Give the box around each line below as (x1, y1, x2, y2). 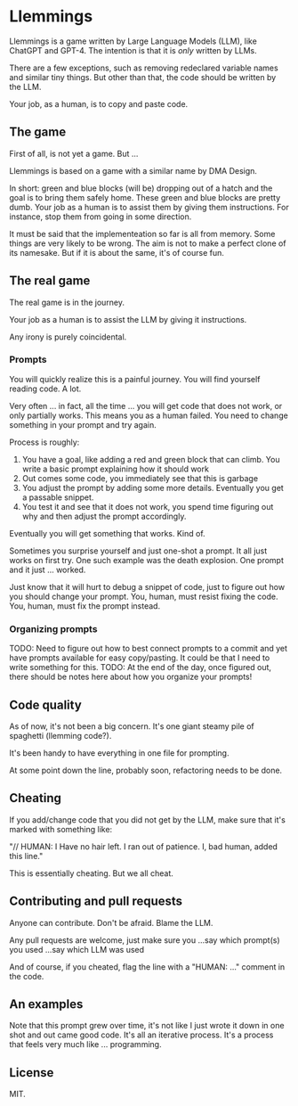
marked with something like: (9, 823, 113, 834)
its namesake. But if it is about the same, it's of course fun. (9, 247, 224, 258)
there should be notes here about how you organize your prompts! (9, 671, 253, 683)
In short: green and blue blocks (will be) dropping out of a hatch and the (9, 183, 273, 193)
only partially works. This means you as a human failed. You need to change (9, 410, 289, 421)
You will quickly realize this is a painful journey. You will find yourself (9, 373, 261, 384)
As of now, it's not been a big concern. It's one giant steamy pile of (9, 720, 255, 732)
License (9, 1065, 54, 1080)
